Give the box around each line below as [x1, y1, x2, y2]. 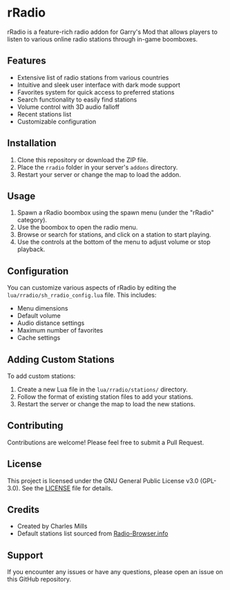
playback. [17, 245, 46, 253]
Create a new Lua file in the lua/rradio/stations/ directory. [17, 385, 188, 393]
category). [17, 216, 47, 224]
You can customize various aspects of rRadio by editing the [7, 284, 177, 292]
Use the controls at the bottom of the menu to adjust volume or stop [17, 238, 211, 246]
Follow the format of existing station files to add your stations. [17, 393, 193, 401]
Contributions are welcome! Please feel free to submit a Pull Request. [7, 438, 204, 446]
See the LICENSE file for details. [21, 484, 113, 492]
